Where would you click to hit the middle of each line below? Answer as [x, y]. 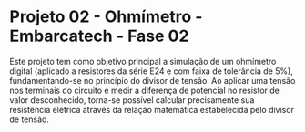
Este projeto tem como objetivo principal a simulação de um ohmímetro [143, 61]
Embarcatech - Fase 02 [99, 36]
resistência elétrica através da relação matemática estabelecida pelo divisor [152, 109]
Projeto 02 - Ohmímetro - [106, 17]
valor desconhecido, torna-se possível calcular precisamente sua [132, 100]
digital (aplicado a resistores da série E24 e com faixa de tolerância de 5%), [151, 71]
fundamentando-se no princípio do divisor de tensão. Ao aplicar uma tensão [152, 80]
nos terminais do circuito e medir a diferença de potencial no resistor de [145, 90]
